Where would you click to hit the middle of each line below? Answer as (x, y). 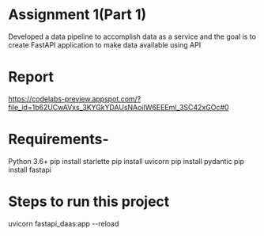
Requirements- (58, 139)
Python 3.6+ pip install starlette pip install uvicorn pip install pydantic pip (126, 161)
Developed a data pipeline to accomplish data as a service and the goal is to (132, 36)
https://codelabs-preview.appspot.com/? (75, 99)
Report (31, 77)
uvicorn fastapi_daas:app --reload (64, 223)
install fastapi (30, 169)
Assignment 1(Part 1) (77, 15)
